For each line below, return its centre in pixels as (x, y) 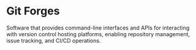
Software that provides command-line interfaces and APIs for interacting (98, 28)
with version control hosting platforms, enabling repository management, (98, 34)
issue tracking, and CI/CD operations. (54, 40)
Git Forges (33, 11)
